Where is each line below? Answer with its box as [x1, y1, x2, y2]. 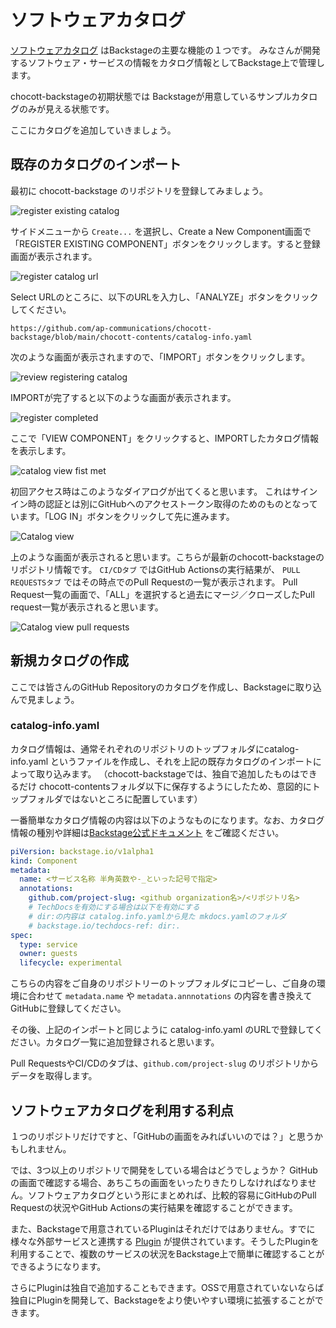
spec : [10, 930, 33, 940]
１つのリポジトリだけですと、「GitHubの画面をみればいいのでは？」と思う [10, 1131, 315, 1143]
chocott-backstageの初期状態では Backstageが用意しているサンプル [10, 90, 292, 102]
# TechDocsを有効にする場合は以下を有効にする [28, 902, 200, 913]
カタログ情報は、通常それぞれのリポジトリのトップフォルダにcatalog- [10, 742, 300, 755]
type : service [19, 939, 78, 950]
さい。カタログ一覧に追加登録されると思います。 [18, 1036, 220, 1048]
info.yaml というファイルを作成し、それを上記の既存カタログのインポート [10, 755, 313, 767]
